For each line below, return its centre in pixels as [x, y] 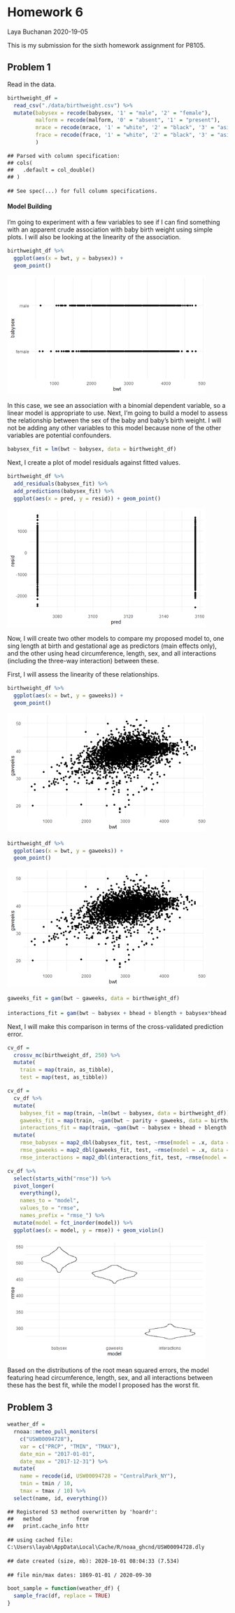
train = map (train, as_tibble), [67, 1070]
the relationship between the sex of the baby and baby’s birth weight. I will [114, 420]
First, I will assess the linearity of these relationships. [83, 675]
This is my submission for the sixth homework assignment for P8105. [106, 45]
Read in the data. [32, 84]
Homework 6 [45, 12]
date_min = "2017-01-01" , [58, 1454]
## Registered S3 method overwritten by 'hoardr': [83, 1512]
